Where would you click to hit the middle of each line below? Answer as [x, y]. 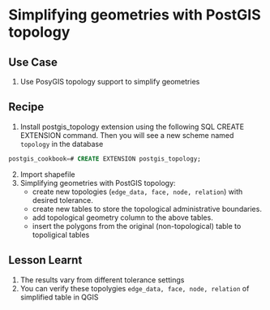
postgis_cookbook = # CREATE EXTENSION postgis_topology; [105, 159]
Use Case [33, 62]
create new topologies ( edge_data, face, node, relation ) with [137, 192]
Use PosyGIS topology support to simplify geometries [110, 82]
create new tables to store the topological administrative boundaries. [147, 209]
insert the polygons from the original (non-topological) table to [137, 226]
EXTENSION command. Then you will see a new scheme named [127, 135]
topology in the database [62, 144]
